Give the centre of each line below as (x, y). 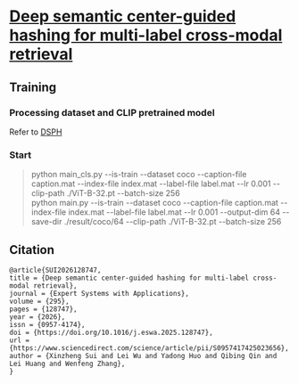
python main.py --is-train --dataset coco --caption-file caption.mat (155, 203)
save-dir (46, 222)
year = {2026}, (37, 317)
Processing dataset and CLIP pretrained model (112, 112)
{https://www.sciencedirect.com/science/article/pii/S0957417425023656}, (149, 348)
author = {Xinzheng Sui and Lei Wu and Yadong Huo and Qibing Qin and (143, 355)
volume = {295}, (39, 301)
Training (33, 87)
